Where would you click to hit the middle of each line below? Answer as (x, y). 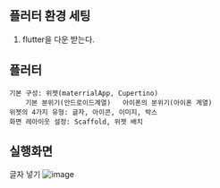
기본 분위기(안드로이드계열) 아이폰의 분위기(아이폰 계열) (119, 103)
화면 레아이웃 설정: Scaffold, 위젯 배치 (76, 122)
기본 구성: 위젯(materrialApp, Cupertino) (84, 93)
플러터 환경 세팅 (50, 16)
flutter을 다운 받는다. (59, 39)
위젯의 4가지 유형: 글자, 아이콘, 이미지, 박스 (84, 112)
